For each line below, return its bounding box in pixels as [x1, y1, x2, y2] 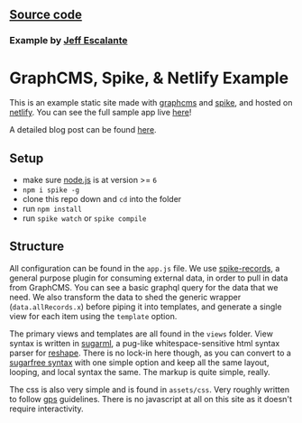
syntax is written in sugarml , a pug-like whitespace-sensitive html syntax [9, 337, 280, 348]
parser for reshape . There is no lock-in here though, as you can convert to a [9, 347, 291, 358]
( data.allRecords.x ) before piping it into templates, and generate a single [9, 301, 282, 312]
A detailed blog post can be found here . [9, 124, 157, 135]
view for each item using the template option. [9, 310, 178, 321]
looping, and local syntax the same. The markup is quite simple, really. [9, 366, 270, 377]
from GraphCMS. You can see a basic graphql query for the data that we [9, 281, 279, 292]
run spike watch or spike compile [22, 213, 147, 224]
